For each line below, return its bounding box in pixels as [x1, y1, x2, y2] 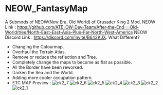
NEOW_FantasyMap [5, 3, 88, 14]
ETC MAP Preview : [12, 79, 51, 85]
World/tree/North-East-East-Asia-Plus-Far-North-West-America [5, 29, 133, 35]
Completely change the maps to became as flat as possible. [12, 59, 132, 65]
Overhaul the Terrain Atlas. [12, 49, 66, 55]
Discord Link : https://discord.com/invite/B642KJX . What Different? [5, 34, 140, 40]
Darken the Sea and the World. [12, 69, 74, 75]
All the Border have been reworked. [12, 64, 84, 70]
